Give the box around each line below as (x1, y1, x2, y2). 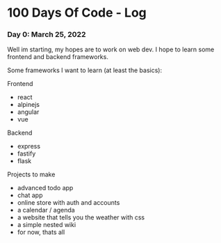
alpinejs (17, 101, 40, 109)
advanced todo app (17, 184, 74, 192)
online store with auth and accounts (17, 199, 120, 207)
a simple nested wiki (17, 221, 76, 229)
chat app (17, 191, 43, 199)
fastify (17, 149, 36, 158)
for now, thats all (17, 228, 65, 237)
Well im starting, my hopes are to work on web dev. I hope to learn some (7, 45, 215, 53)
